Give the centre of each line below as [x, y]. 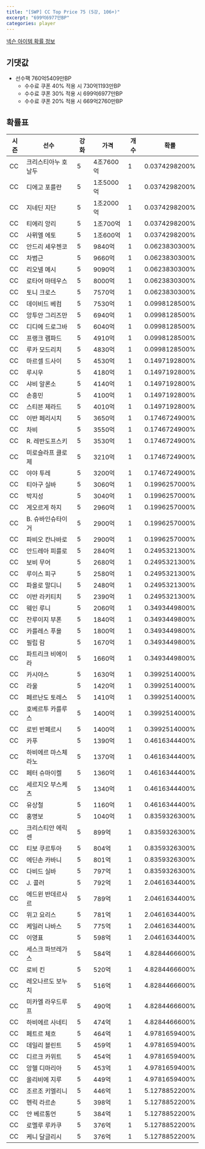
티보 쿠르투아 [44, 848]
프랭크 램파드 [44, 338]
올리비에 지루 [44, 1079]
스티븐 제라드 [44, 407]
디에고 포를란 [44, 187]
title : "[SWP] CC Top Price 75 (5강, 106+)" [63, 12]
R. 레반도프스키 [47, 441]
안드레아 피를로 [47, 551]
